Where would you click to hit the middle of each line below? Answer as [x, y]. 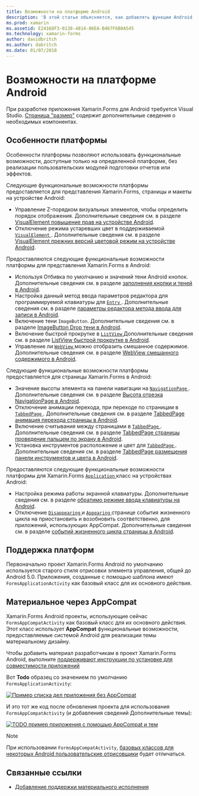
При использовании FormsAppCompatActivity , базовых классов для [90, 748]
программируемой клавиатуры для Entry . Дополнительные [91, 302]
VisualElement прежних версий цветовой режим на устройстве [95, 241]
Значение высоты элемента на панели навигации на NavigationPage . [102, 388]
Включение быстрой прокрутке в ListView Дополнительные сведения [104, 333]
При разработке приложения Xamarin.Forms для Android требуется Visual [100, 109]
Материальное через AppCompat [72, 602]
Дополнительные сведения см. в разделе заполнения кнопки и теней [104, 283]
